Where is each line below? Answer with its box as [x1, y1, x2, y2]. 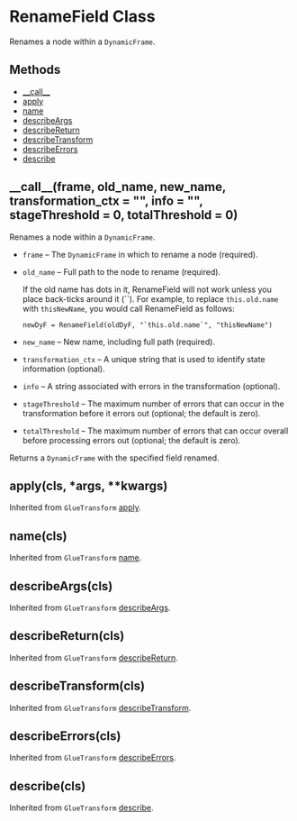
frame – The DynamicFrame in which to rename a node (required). [22, 249, 258, 260]
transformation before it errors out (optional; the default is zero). [22, 407, 261, 418]
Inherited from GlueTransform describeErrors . [9, 753, 176, 763]
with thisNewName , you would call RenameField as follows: [22, 303, 236, 314]
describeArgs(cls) [9, 579, 113, 594]
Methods [9, 62, 61, 78]
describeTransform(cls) [9, 679, 146, 694]
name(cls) [9, 528, 67, 543]
